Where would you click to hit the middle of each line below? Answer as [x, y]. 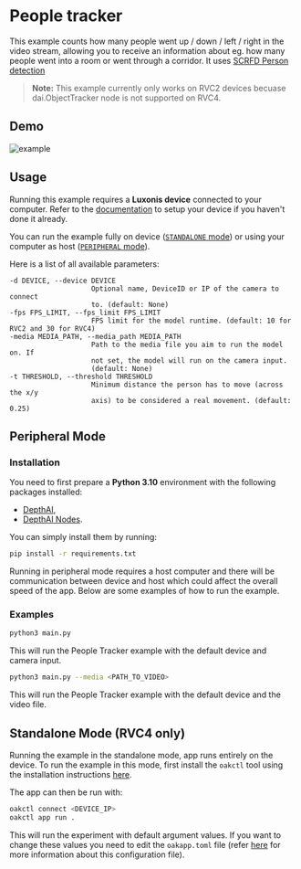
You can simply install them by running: [83, 537]
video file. [28, 705]
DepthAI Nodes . [52, 519]
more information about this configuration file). [97, 854]
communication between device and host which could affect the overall [144, 581]
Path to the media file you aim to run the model [187, 344]
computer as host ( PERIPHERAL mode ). [80, 246]
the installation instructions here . [71, 774]
